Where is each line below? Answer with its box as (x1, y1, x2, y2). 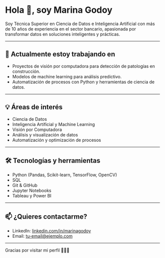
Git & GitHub (12, 182, 38, 189)
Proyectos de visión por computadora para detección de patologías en (12, 63, 155, 69)
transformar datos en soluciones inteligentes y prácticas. (5, 31, 120, 37)
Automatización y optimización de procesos (12, 137, 102, 143)
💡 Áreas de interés (5, 103, 63, 111)
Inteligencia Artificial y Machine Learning (12, 121, 95, 127)
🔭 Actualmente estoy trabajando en (5, 50, 115, 59)
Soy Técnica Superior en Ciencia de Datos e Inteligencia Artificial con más (5, 21, 155, 27)
